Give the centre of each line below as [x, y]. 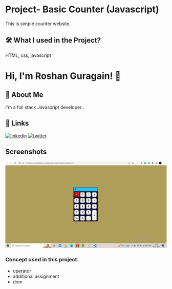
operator [22, 271]
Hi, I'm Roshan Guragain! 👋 [63, 76]
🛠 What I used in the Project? [53, 40]
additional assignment [36, 276]
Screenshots [26, 151]
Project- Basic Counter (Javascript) [82, 9]
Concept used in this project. [42, 260]
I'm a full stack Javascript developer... [45, 107]
